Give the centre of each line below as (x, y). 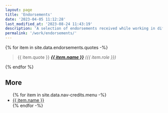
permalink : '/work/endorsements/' (41, 33)
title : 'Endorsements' (29, 15)
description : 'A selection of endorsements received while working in (80, 29)
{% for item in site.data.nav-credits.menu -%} (59, 95)
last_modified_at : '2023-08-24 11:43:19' (49, 24)
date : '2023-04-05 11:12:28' (35, 19)
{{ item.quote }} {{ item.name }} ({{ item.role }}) (67, 57)
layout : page (19, 10)
